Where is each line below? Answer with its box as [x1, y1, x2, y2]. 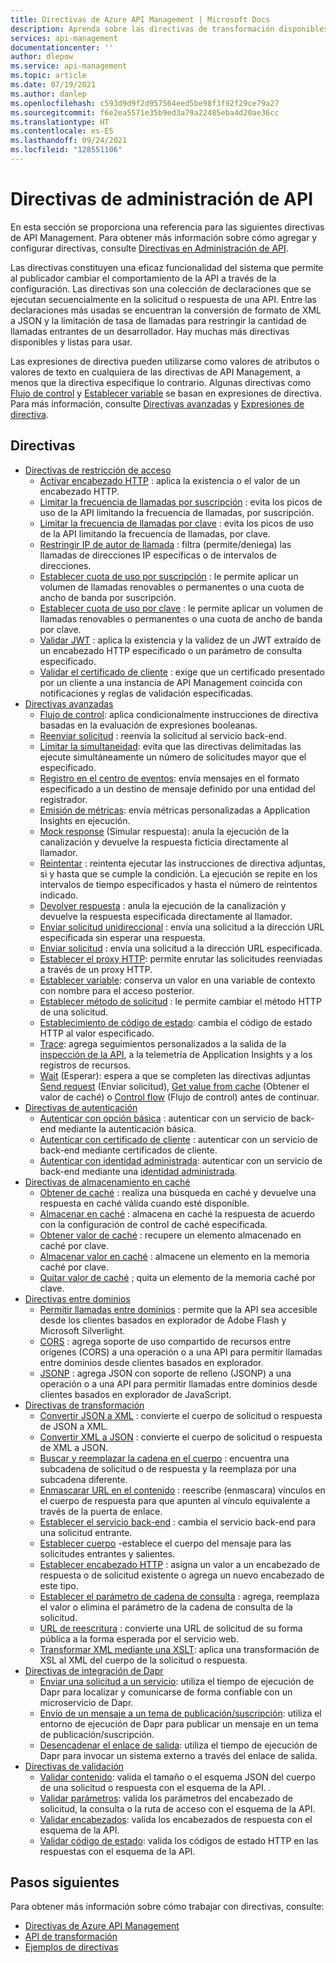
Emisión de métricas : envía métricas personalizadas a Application [39, 804, 311, 816]
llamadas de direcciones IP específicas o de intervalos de [39, 549, 277, 561]
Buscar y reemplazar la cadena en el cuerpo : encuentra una [39, 1452, 290, 1464]
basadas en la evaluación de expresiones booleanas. [39, 719, 258, 731]
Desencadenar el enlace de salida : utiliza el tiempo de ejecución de [39, 1739, 318, 1751]
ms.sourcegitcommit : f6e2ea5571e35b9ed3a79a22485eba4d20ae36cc [10, 107, 280, 118]
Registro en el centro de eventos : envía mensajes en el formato [39, 772, 300, 784]
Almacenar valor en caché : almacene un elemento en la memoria [39, 1250, 310, 1262]
